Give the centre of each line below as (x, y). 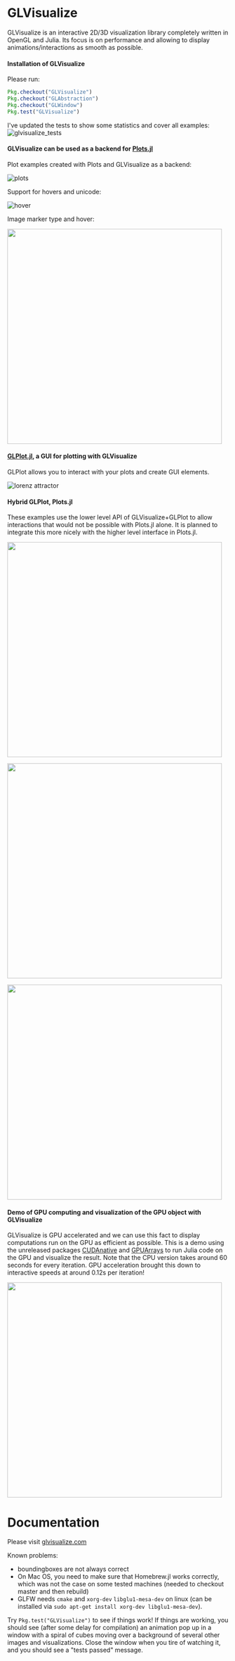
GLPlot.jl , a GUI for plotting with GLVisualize (72, 456)
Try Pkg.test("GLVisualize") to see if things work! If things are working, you (118, 1620)
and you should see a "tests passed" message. (75, 1650)
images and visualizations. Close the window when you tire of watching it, (114, 1643)
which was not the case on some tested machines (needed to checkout (121, 1584)
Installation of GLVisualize (46, 63)
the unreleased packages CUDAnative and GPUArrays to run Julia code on (115, 1250)
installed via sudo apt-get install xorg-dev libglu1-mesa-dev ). (110, 1607)
